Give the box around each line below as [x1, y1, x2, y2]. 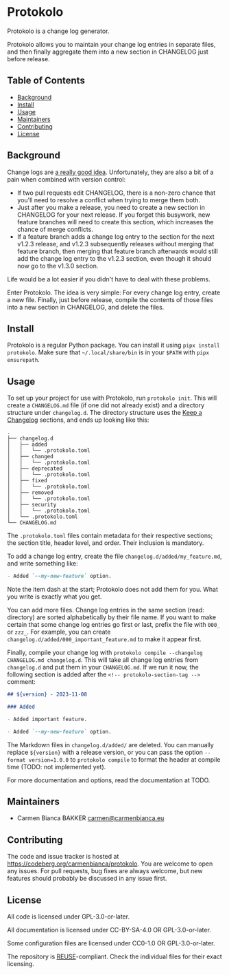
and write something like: [7, 559, 79, 568]
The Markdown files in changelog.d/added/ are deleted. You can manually [7, 740, 214, 749]
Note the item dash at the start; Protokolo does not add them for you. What [7, 586, 218, 594]
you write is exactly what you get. [7, 592, 102, 601]
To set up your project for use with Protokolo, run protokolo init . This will [7, 394, 217, 403]
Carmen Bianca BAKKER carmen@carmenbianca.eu [16, 814, 165, 822]
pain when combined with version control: [7, 175, 125, 183]
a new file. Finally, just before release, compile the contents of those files [7, 295, 214, 303]
